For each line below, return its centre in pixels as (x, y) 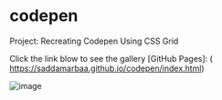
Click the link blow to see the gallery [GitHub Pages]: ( (111, 58)
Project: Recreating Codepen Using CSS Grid (94, 41)
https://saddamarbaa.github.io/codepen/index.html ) (107, 68)
